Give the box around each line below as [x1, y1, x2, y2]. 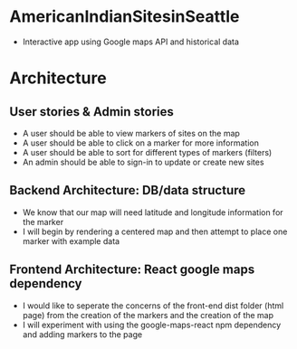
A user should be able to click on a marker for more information [22, 137, 260, 148]
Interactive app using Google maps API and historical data [22, 36, 240, 47]
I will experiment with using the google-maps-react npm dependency [22, 319, 282, 330]
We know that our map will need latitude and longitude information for [22, 206, 283, 218]
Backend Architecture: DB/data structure [9, 183, 246, 198]
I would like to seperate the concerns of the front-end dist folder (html [22, 300, 284, 311]
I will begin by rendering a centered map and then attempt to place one [22, 226, 288, 237]
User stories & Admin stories [9, 104, 175, 119]
